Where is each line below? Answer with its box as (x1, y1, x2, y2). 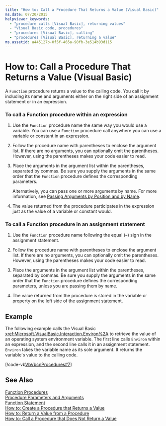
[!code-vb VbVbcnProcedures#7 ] (5, 361, 72, 368)
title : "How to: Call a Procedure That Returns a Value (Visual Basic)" (5, 7, 159, 12)
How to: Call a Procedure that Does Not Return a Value (5, 416, 117, 422)
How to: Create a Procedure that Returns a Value (5, 405, 105, 411)
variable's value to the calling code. (5, 352, 78, 358)
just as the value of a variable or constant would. (12, 208, 112, 214)
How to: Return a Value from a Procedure (5, 410, 89, 416)
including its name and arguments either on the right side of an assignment (5, 93, 159, 99)
